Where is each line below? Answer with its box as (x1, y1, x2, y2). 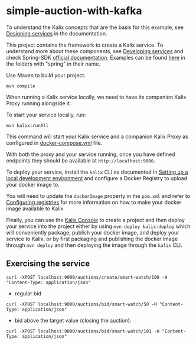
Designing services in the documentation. (6, 30, 107, 37)
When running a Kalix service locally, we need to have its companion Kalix (6, 93, 187, 100)
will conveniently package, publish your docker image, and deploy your (6, 229, 179, 236)
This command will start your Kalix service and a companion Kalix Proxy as (6, 133, 188, 140)
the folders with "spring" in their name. (6, 60, 100, 67)
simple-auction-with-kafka (6, 4, 142, 18)
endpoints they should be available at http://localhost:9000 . (6, 157, 155, 164)
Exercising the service (6, 259, 90, 269)
